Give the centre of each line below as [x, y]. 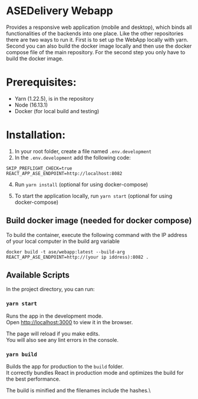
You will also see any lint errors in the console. [62, 339]
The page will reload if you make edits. [53, 334]
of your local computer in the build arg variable [63, 241]
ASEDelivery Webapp [60, 11]
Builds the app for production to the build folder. [65, 367]
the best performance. [33, 379]
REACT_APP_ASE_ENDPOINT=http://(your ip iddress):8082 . [77, 257]
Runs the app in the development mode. [55, 316]
